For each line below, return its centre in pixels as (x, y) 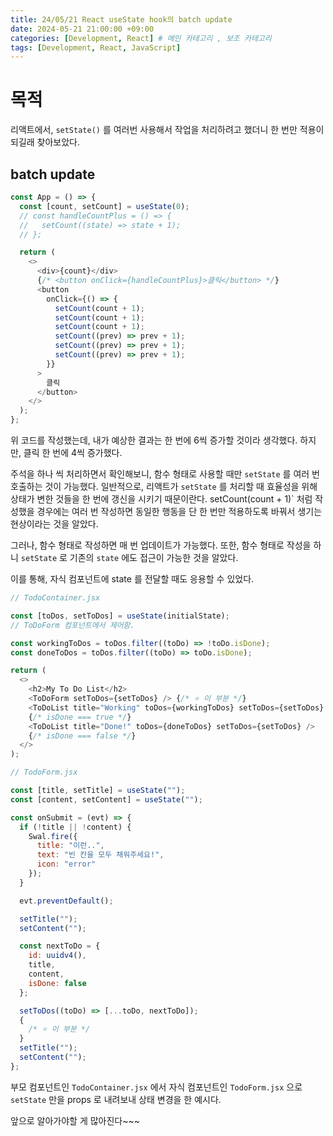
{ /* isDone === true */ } (80, 717)
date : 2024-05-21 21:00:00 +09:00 (82, 29)
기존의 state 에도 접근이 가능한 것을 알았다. (154, 557)
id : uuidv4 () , (57, 956)
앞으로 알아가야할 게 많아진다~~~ (75, 1120)
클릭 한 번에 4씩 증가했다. (73, 452)
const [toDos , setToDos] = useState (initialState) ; (120, 616)
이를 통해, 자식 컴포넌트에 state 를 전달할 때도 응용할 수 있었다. (132, 579)
